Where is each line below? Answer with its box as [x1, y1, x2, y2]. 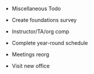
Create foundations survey [11, 17, 77, 23]
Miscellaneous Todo [11, 5, 61, 12]
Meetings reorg [11, 51, 50, 58]
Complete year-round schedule [11, 40, 88, 46]
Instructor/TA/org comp [11, 28, 70, 35]
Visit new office [11, 62, 50, 69]
